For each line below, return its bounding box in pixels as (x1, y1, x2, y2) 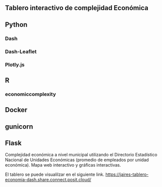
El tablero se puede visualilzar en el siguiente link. (5, 171, 105, 177)
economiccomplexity (5, 91, 56, 97)
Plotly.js (5, 61, 25, 68)
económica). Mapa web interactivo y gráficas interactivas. (5, 162, 121, 168)
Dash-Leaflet (5, 48, 37, 55)
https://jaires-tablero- (105, 171, 149, 177)
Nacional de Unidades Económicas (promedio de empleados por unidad (5, 157, 149, 163)
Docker (5, 106, 28, 114)
